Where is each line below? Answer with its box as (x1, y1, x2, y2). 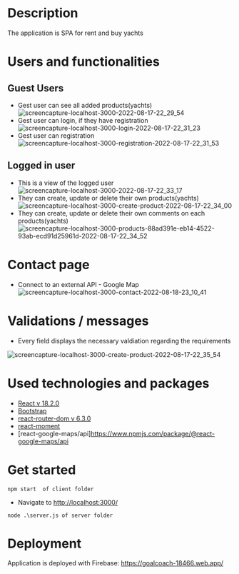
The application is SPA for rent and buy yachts (7, 29, 144, 37)
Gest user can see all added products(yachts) (17, 101, 153, 109)
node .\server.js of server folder (7, 512, 113, 519)
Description (7, 5, 78, 21)
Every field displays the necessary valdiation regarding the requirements (17, 336, 231, 345)
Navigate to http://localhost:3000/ (17, 498, 118, 506)
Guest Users (7, 82, 64, 94)
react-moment (17, 421, 61, 430)
